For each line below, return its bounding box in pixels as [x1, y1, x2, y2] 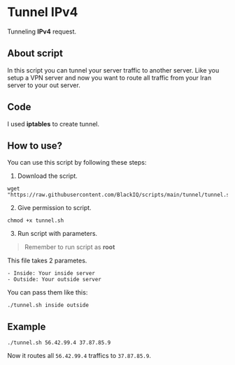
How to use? [7, 140, 63, 151]
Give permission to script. [17, 204, 92, 212]
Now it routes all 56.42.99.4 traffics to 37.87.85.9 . [7, 352, 152, 360]
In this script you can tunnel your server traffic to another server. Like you [7, 66, 220, 74]
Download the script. [17, 172, 78, 180]
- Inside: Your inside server [7, 270, 96, 277]
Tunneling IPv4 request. [7, 27, 77, 36]
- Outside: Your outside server [7, 276, 101, 283]
